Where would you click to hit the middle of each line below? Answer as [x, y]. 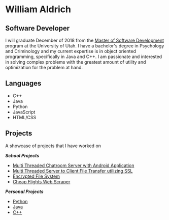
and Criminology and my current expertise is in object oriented [71, 51]
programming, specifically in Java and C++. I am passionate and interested [84, 57]
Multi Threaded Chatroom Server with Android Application [73, 165]
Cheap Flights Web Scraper [41, 181]
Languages [23, 83]
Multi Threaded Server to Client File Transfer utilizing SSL [73, 171]
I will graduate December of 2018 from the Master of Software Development [84, 40]
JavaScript [24, 112]
